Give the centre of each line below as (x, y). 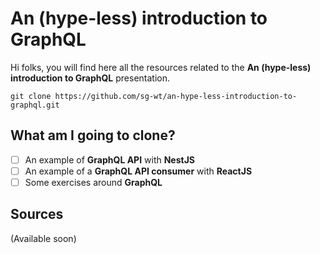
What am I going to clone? (93, 135)
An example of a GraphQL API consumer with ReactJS (138, 171)
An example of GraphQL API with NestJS (110, 159)
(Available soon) (43, 238)
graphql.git (35, 105)
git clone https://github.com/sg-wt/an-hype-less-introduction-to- (154, 96)
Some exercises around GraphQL (93, 182)
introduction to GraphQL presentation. (90, 78)
